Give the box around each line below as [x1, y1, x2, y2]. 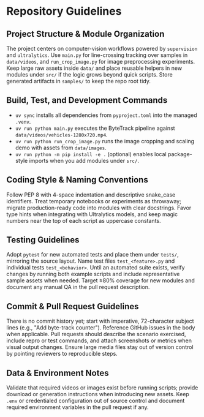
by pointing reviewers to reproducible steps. [6, 350, 118, 358]
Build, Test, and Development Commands [6, 95, 168, 105]
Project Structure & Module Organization [6, 29, 165, 39]
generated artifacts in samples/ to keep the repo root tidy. [6, 78, 151, 85]
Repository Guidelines [6, 4, 122, 18]
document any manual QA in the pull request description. [6, 284, 150, 291]
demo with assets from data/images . [15, 144, 107, 151]
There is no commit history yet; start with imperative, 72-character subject [6, 317, 194, 325]
